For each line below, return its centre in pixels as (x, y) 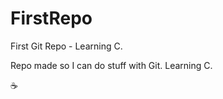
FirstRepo (51, 18)
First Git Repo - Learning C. (66, 46)
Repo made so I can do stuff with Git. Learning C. (111, 65)
